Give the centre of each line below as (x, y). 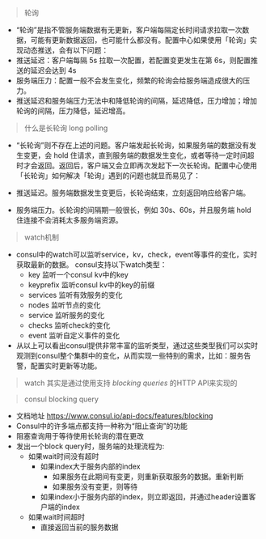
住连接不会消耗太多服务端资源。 (69, 220)
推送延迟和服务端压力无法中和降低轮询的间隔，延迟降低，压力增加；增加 (136, 101)
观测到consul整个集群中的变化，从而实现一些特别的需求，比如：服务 (130, 356)
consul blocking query (61, 399)
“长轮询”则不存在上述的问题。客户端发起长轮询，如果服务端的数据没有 (133, 145)
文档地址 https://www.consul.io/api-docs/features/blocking (114, 416)
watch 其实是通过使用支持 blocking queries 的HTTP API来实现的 (131, 383)
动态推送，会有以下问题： (66, 50)
